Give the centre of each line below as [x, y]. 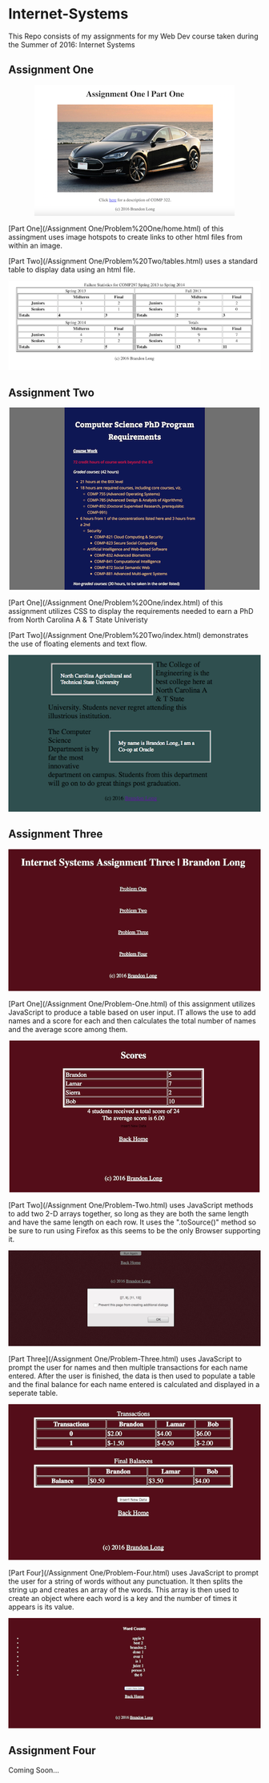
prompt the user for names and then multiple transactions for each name [128, 1368]
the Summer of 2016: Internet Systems [72, 44]
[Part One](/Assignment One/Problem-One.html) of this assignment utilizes [132, 1003]
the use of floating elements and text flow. [78, 644]
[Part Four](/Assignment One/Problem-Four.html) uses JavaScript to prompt [133, 1572]
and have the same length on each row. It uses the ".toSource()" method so [132, 1222]
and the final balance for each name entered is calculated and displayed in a [134, 1385]
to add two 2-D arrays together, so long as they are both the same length [129, 1213]
